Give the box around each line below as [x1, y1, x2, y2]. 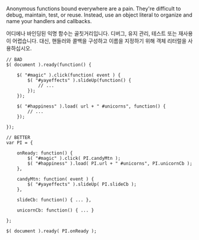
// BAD [6, 56, 23, 62]
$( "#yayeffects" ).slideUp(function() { [27, 77, 132, 83]
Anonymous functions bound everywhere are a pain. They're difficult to [6, 5, 181, 12]
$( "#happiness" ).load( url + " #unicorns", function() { [17, 103, 166, 109]
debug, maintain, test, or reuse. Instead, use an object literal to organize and [6, 11, 193, 18]
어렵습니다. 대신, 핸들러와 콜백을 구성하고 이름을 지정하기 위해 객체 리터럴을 [12, 37, 187, 44]
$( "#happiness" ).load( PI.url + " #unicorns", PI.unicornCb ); [27, 160, 193, 166]
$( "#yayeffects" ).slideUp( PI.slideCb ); [27, 181, 137, 187]
